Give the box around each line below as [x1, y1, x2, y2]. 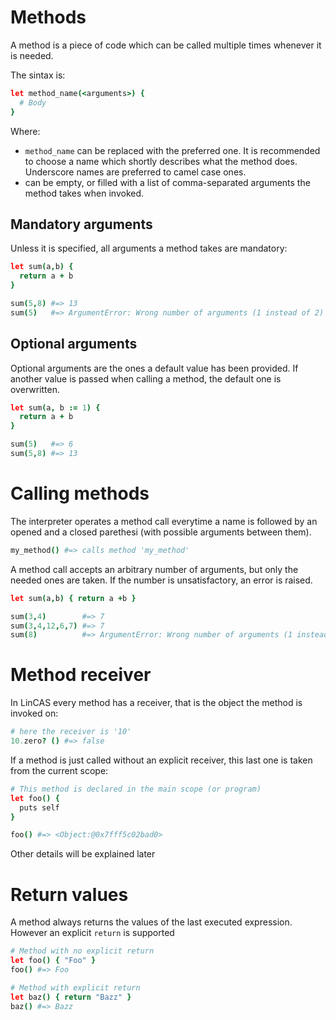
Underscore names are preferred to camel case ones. [24, 166, 247, 178]
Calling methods [10, 482, 150, 505]
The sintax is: [10, 69, 66, 81]
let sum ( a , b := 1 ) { [10, 402, 101, 413]
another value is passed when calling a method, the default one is [10, 372, 282, 385]
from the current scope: [10, 764, 109, 776]
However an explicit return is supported [10, 927, 175, 939]
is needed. [10, 49, 54, 61]
